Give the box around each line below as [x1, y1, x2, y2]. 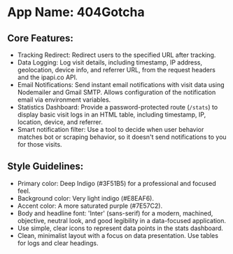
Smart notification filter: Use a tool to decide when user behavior [17, 126, 204, 133]
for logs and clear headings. [17, 239, 99, 247]
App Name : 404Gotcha [7, 4, 145, 20]
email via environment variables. [17, 95, 111, 104]
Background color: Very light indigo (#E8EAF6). [17, 194, 155, 202]
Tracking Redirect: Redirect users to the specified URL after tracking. [17, 51, 216, 59]
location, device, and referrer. [17, 118, 103, 126]
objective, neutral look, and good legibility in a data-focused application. [17, 216, 226, 225]
